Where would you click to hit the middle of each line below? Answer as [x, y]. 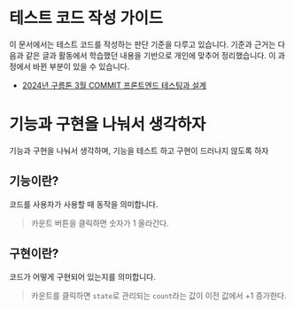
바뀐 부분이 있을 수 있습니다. [81, 66]
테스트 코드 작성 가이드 [86, 18]
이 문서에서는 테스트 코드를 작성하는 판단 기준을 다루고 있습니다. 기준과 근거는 [143, 44]
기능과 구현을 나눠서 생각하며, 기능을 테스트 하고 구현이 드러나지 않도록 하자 [139, 151]
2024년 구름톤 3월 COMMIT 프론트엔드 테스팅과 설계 [114, 85]
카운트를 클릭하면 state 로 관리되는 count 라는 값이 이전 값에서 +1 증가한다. [159, 295]
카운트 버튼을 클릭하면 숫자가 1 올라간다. [100, 223]
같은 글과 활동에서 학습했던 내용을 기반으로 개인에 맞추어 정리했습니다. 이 [151, 55]
